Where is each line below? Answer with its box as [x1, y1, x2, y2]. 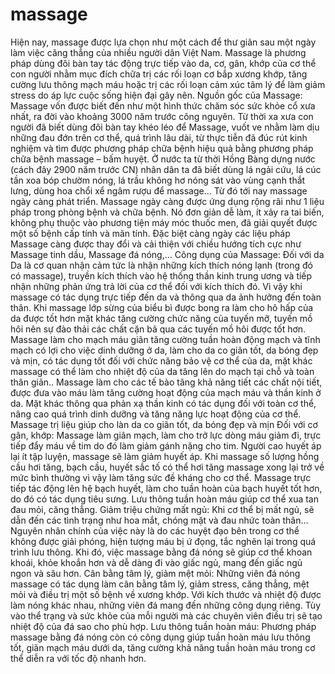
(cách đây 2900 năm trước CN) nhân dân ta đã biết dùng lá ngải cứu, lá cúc [10, 163, 322, 175]
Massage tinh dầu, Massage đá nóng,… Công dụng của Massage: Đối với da [10, 248, 325, 260]
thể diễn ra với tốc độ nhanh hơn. [10, 652, 147, 664]
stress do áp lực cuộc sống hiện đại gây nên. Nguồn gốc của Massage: [10, 89, 303, 101]
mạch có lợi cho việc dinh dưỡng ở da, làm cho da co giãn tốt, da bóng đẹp [10, 344, 319, 356]
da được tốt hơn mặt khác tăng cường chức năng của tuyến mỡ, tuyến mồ [10, 312, 313, 324]
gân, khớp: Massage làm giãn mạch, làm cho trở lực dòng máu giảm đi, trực [10, 429, 322, 441]
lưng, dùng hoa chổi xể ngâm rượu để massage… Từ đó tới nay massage [10, 184, 308, 197]
